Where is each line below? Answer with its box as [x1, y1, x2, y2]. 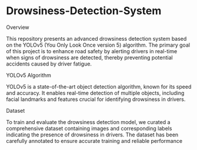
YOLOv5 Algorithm [6, 71, 52, 79]
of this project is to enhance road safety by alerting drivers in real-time [6, 47, 178, 54]
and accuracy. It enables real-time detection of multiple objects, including [6, 89, 185, 96]
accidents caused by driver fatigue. [6, 60, 92, 67]
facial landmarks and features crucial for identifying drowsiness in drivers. [6, 96, 186, 103]
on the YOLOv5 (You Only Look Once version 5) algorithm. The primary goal [6, 41, 190, 48]
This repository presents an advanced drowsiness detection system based [6, 35, 187, 42]
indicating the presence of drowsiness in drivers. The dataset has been [6, 131, 179, 138]
